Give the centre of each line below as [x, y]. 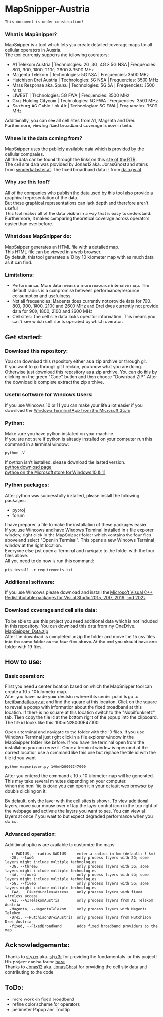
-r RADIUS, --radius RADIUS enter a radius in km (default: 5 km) [82, 854]
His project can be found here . [36, 962]
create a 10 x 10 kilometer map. [36, 692]
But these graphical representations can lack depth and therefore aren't [77, 203]
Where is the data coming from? [44, 138]
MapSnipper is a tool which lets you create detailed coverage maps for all [79, 45]
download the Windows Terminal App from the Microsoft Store [68, 410]
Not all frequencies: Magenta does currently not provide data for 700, [82, 301]
